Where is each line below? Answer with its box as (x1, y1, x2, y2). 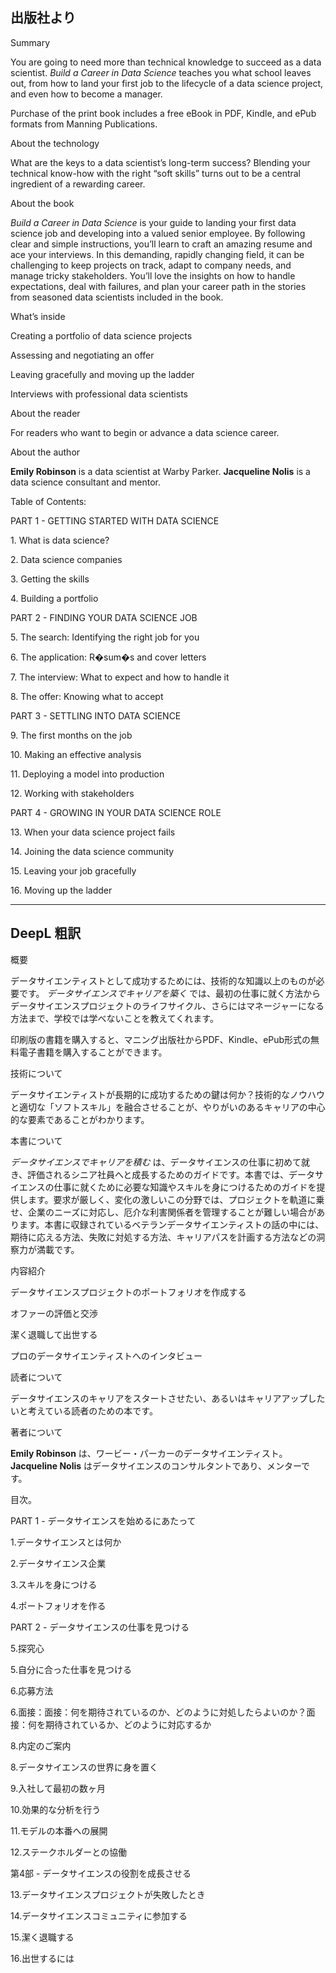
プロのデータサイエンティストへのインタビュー (10, 1349, 203, 1362)
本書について (10, 1134, 63, 1147)
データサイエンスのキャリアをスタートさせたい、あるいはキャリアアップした (10, 1392, 326, 1404)
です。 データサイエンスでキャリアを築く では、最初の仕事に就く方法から (18, 987, 322, 999)
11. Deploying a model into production (10, 768, 165, 780)
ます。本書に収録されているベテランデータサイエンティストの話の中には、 (18, 1218, 325, 1230)
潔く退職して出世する (10, 1328, 98, 1340)
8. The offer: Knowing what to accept (10, 690, 164, 702)
